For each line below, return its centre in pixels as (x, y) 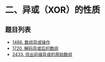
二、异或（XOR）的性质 (53, 10)
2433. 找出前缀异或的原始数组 (42, 54)
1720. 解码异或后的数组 (35, 48)
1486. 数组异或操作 (31, 42)
